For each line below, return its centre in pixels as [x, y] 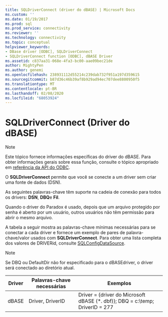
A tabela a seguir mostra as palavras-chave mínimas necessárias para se [80, 227]
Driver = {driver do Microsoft [112, 295]
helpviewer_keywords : [28, 47]
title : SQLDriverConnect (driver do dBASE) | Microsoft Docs [70, 10]
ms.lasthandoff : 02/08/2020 [34, 93]
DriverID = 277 [96, 308]
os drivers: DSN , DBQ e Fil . [32, 197]
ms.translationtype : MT [30, 84]
